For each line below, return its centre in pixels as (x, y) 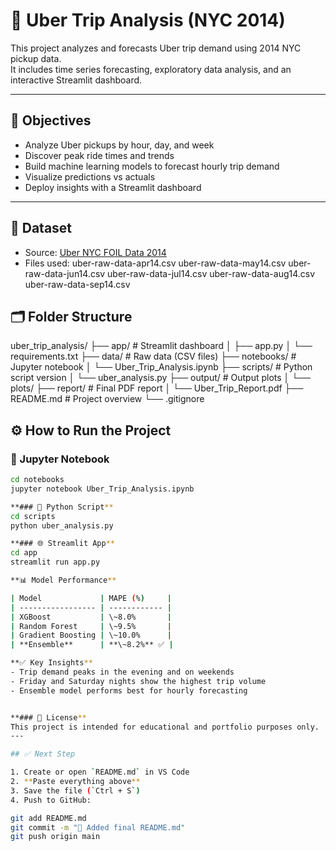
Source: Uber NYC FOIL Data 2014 (95, 252)
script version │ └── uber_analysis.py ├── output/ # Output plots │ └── (161, 378)
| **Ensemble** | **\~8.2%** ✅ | (92, 645)
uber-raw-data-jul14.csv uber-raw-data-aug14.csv (211, 273)
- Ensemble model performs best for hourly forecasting (129, 690)
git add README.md (48, 818)
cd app (24, 553)
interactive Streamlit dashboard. (76, 80)
